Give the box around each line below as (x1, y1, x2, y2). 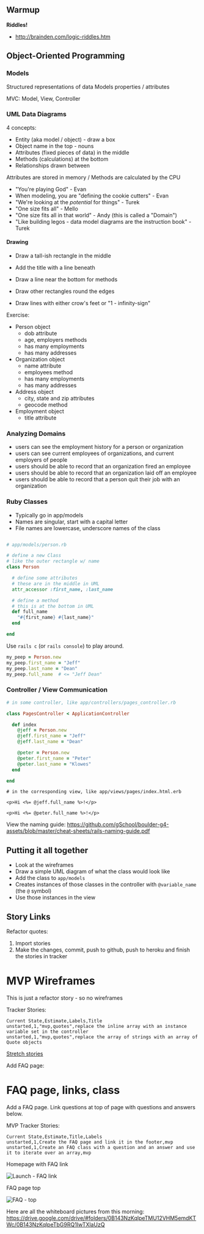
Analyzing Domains (6, 429, 66, 438)
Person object (15, 323, 51, 330)
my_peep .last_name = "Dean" (6, 665, 78, 671)
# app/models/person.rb (6, 541, 67, 548)
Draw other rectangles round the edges (15, 287, 115, 295)
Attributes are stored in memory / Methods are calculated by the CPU (6, 174, 181, 181)
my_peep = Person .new (6, 654, 62, 660)
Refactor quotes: (6, 928, 49, 935)
